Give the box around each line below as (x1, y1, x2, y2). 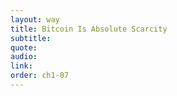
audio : (10, 52, 38, 62)
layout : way (10, 14, 60, 25)
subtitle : (10, 33, 52, 43)
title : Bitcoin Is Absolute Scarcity (10, 24, 168, 34)
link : (10, 61, 33, 71)
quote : (10, 42, 38, 53)
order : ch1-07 (10, 71, 70, 81)
